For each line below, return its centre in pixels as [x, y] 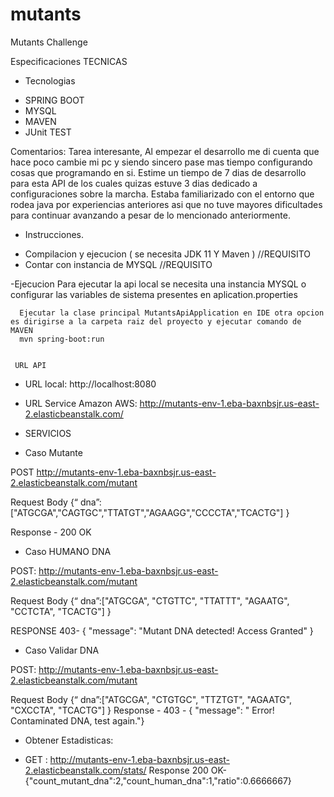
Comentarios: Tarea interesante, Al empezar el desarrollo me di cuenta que [165, 151]
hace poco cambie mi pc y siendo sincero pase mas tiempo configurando [161, 162]
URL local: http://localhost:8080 [90, 384]
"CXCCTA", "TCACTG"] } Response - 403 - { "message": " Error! [142, 710]
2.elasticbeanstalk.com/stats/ [85, 770]
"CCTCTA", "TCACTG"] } [61, 611]
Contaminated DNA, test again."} [77, 720]
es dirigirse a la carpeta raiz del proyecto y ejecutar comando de [156, 321]
